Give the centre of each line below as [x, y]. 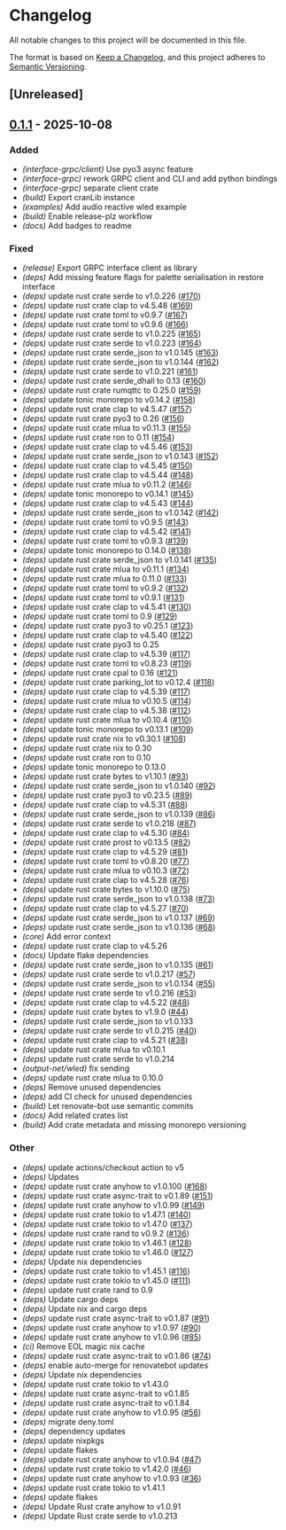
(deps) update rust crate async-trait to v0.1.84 [106, 1402]
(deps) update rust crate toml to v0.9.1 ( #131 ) [103, 597]
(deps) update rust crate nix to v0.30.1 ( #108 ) [104, 739]
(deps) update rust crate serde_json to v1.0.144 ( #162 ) [120, 362]
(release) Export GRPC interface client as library [109, 268]
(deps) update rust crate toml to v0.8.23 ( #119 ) [107, 664]
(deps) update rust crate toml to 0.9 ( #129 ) [100, 616]
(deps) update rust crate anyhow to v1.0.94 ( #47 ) [112, 1459]
